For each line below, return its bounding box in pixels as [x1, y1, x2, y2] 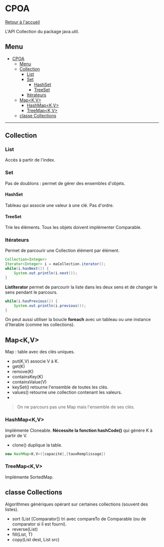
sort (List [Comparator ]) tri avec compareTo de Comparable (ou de [12, 516, 146, 522]
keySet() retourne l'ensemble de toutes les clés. [12, 384, 109, 390]
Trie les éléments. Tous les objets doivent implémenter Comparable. [5, 224, 142, 230]
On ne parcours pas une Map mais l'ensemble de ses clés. [17, 404, 135, 410]
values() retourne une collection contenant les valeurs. [12, 389, 122, 395]
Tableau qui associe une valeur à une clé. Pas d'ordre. [5, 202, 114, 208]
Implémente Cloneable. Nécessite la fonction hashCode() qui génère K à [5, 427, 153, 433]
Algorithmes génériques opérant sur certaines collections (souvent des [5, 501, 148, 507]
